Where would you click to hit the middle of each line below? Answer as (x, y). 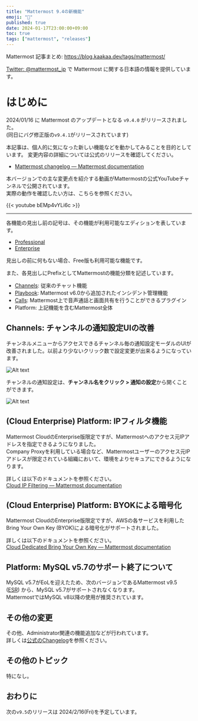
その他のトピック (37, 661)
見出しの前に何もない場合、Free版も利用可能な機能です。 (76, 260)
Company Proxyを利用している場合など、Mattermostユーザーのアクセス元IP (98, 451)
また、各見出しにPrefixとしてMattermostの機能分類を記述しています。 (91, 273)
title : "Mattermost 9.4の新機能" (45, 12)
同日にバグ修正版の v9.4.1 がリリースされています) (68, 135)
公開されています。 (49, 186)
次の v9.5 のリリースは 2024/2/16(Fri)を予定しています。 (73, 712)
